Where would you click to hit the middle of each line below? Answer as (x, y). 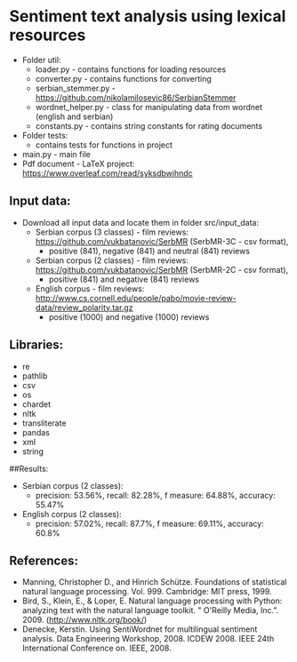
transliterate (44, 423)
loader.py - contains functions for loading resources (131, 69)
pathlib (35, 376)
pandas (36, 432)
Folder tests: (45, 135)
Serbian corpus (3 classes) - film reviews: (112, 232)
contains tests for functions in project (104, 145)
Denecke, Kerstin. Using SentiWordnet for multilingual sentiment (140, 629)
